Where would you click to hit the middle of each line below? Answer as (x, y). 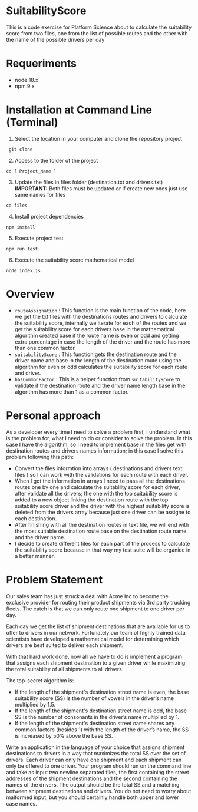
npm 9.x (24, 86)
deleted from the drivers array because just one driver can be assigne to (103, 512)
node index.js (24, 270)
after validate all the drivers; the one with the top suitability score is (96, 493)
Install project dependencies (49, 216)
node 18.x (26, 80)
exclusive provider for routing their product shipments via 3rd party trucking (98, 602)
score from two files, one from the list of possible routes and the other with (97, 33)
